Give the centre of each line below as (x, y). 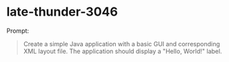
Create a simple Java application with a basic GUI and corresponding (121, 44)
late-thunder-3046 (62, 12)
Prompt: (18, 31)
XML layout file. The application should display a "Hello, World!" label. (122, 51)
